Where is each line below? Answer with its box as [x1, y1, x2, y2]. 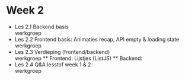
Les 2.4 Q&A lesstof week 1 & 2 [14, 60, 91, 68]
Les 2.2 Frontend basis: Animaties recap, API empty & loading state [14, 36, 180, 43]
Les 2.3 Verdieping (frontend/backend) [14, 48, 110, 55]
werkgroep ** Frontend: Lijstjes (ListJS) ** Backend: [14, 55, 143, 62]
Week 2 [6, 4, 44, 17]
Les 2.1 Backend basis [14, 23, 69, 30]
